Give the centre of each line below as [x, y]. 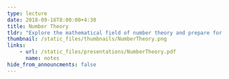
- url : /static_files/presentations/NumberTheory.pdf [98, 52]
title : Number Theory [38, 26]
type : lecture [27, 13]
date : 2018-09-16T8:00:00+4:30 [52, 20]
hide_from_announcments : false [52, 65]
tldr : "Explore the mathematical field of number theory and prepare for [115, 33]
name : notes [42, 58]
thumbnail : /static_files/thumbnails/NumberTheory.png [87, 39]
